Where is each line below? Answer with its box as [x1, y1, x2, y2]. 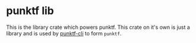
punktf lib [6, 4, 54, 18]
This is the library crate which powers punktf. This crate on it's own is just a [6, 24, 191, 31]
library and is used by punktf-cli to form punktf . [6, 29, 122, 37]
